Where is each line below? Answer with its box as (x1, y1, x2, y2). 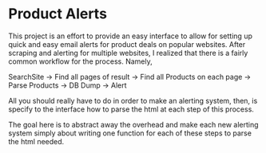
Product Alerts (8, 5, 108, 23)
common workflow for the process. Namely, (8, 57, 153, 66)
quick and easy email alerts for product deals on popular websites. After (8, 39, 246, 49)
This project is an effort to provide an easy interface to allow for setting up (8, 31, 253, 41)
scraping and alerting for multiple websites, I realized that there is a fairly (8, 48, 248, 57)
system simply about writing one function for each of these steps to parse (8, 128, 252, 138)
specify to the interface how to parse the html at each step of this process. (8, 104, 254, 114)
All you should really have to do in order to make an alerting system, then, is (8, 96, 258, 105)
